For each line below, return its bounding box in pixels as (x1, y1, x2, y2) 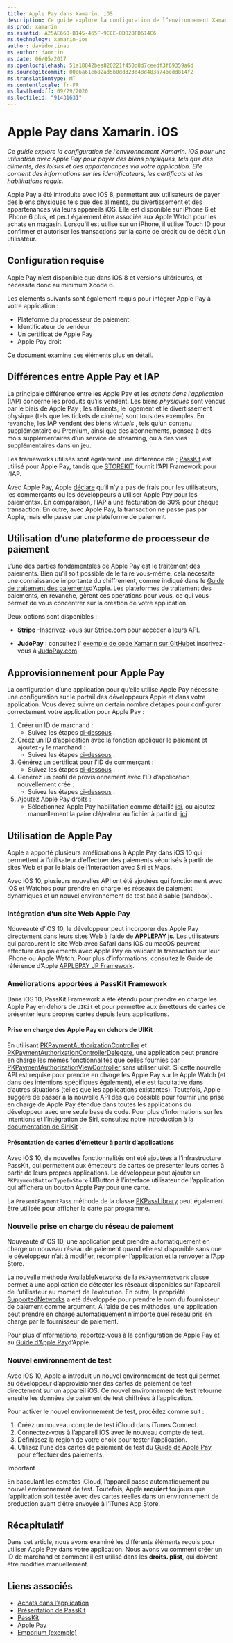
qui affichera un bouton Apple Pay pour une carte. (7, 1184, 150, 1191)
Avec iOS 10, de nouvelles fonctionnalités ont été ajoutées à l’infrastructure (7, 1154, 221, 1162)
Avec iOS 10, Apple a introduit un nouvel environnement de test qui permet (7, 1372, 221, 1380)
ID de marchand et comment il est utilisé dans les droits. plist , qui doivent (7, 1553, 218, 1561)
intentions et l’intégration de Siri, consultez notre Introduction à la (7, 1115, 194, 1123)
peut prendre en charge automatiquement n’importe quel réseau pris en (7, 1310, 212, 1319)
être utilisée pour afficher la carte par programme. (7, 1205, 150, 1212)
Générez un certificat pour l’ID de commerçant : (17, 758, 154, 766)
